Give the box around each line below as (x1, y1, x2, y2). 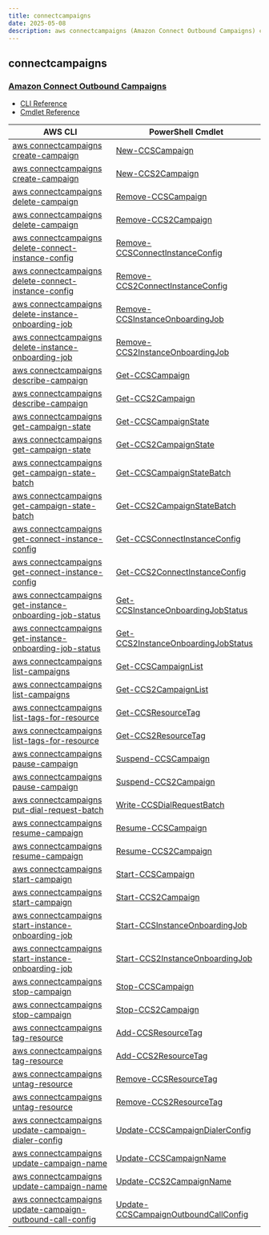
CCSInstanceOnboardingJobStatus (115, 605, 248, 616)
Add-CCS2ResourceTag (115, 1050, 208, 1062)
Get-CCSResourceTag (115, 707, 201, 719)
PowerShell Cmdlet (149, 126, 224, 137)
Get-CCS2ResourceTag (115, 730, 206, 741)
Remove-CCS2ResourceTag (115, 1097, 223, 1108)
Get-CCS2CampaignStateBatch (115, 500, 236, 512)
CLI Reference (19, 99, 68, 108)
